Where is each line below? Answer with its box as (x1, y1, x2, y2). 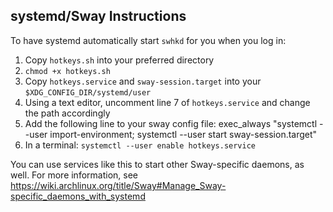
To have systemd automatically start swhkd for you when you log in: (10, 34, 287, 46)
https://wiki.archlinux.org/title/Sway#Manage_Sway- (10, 179, 227, 191)
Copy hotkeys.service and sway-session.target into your (24, 75, 262, 87)
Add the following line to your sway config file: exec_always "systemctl (24, 117, 318, 129)
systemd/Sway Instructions (10, 8, 187, 25)
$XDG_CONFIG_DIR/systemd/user (24, 87, 152, 98)
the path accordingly (24, 107, 111, 119)
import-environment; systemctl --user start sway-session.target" (49, 128, 318, 140)
